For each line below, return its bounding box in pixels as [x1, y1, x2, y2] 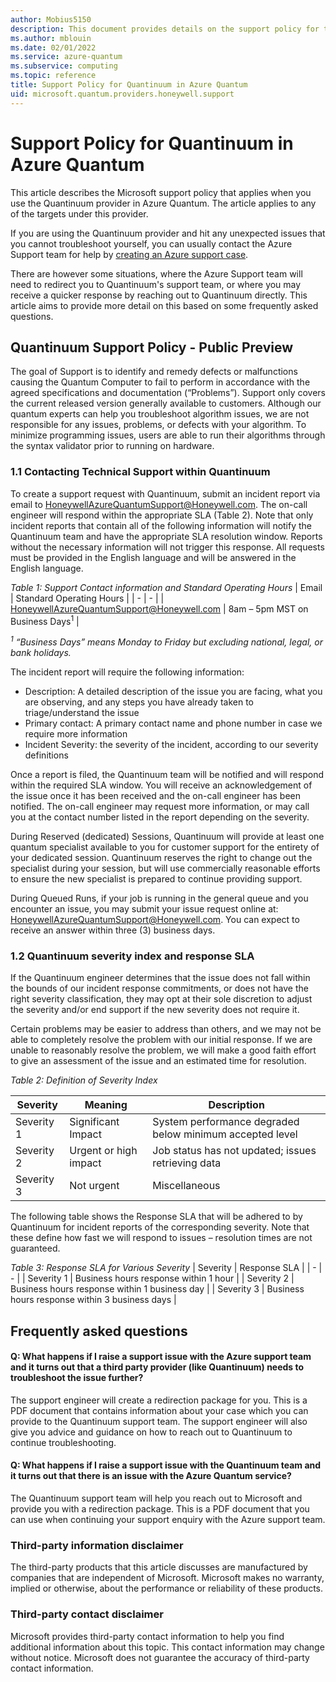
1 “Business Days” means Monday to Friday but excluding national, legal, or [10, 634, 323, 648]
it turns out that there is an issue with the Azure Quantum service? [10, 1470, 292, 1482]
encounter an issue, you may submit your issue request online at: [10, 902, 279, 915]
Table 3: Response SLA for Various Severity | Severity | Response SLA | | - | [10, 1262, 323, 1274]
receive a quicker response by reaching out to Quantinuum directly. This [10, 289, 308, 301]
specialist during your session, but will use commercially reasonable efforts [10, 862, 321, 874]
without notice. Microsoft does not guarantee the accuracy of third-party [10, 1651, 310, 1663]
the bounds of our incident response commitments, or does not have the [10, 982, 309, 995]
